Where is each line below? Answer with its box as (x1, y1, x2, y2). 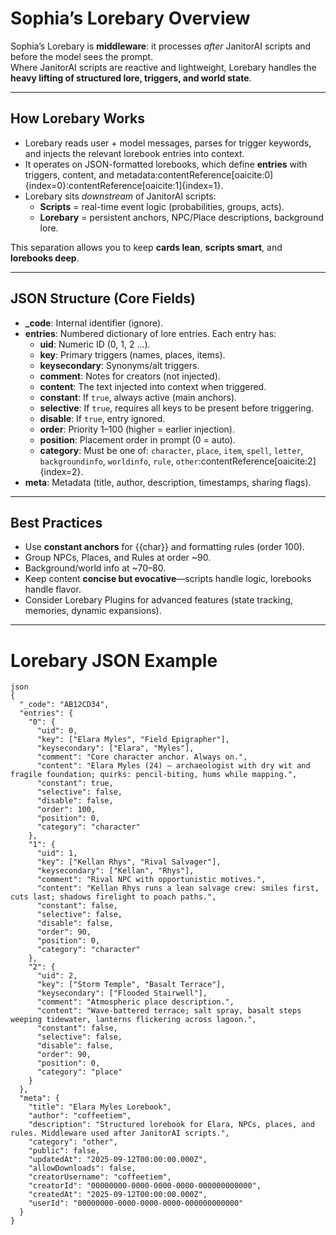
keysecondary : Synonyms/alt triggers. (39, 359, 200, 371)
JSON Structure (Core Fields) (10, 290, 196, 307)
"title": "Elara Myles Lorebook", (28, 1102, 172, 1112)
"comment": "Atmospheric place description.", (36, 997, 235, 1007)
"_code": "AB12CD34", (19, 700, 110, 710)
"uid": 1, (36, 848, 78, 859)
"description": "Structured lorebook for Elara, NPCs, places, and (28, 1120, 315, 1130)
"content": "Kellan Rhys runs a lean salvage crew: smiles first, (36, 883, 320, 894)
